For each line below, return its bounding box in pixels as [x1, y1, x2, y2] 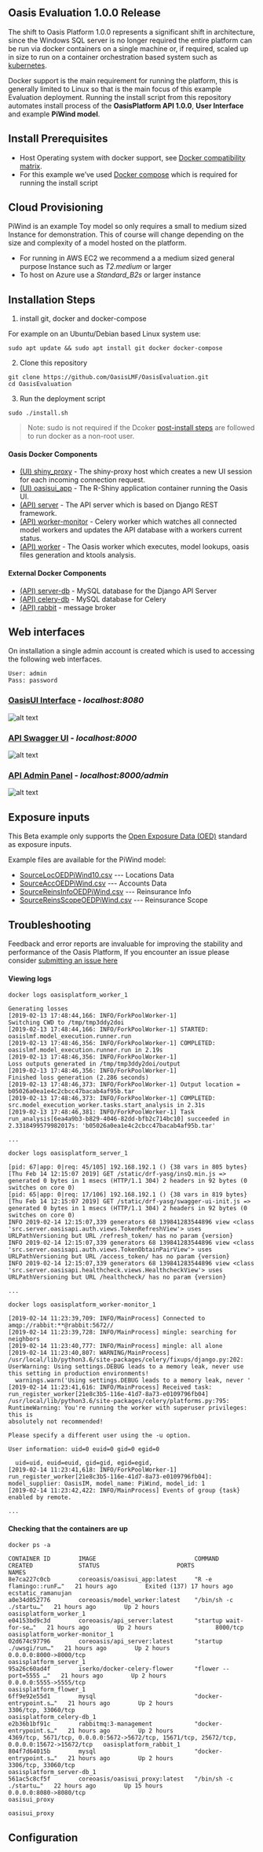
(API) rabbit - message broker [19, 602, 116, 612]
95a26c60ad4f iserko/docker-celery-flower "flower [8, 1665, 220, 1673]
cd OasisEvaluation [8, 381, 72, 388]
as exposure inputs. [8, 840, 72, 849]
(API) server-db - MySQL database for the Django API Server [19, 586, 217, 595]
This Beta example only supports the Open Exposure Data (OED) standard [8, 831, 247, 841]
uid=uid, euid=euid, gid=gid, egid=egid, [15, 1459, 153, 1467]
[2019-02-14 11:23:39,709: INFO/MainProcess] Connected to [8, 1315, 206, 1323]
